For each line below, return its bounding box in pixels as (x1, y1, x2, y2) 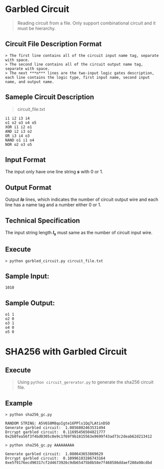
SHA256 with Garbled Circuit (5, 346, 127, 358)
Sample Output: (5, 299, 55, 307)
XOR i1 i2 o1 (5, 124, 32, 129)
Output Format (5, 183, 52, 192)
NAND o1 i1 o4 (5, 137, 35, 143)
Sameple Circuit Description (5, 93, 94, 101)
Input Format (5, 155, 46, 164)
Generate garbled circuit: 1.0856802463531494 (5, 426, 106, 431)
